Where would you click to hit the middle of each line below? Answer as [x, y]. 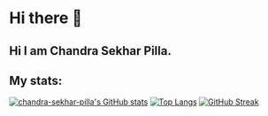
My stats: [36, 80]
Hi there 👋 [46, 18]
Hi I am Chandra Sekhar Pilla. [91, 51]
